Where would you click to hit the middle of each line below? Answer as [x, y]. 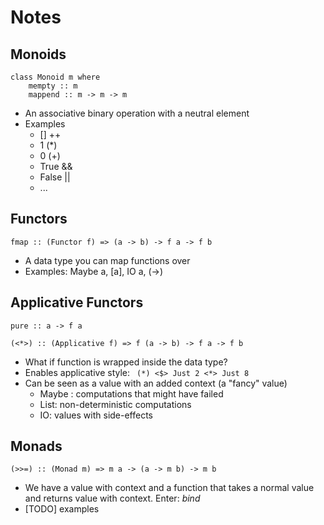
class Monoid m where [55, 77]
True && [56, 166]
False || [55, 177]
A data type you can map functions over [107, 260]
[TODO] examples [62, 509]
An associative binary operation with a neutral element [137, 113]
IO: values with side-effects [96, 415]
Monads [36, 446]
